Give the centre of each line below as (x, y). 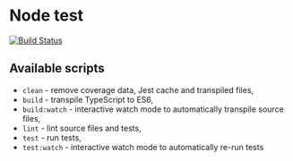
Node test (47, 16)
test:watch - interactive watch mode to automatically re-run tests (143, 147)
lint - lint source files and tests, (82, 128)
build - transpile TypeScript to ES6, (88, 99)
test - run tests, (52, 137)
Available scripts (57, 68)
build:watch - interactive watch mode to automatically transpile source (153, 109)
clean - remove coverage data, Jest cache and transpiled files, (138, 89)
